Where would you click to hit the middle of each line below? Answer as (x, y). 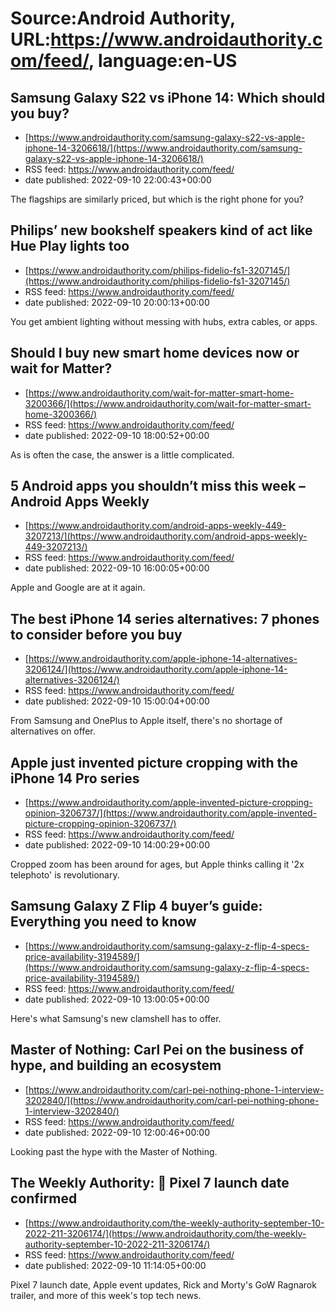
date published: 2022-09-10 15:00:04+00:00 (117, 701)
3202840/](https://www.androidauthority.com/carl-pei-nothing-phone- (172, 1100)
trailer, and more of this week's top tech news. (106, 1295)
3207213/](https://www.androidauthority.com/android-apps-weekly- (166, 536)
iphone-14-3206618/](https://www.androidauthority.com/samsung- (163, 148)
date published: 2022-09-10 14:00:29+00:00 (117, 845)
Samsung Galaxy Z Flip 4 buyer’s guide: (136, 906)
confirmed (44, 1198)
